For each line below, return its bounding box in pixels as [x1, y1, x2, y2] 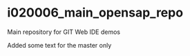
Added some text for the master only [7, 41, 112, 49]
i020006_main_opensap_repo [7, 5, 184, 21]
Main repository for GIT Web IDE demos [7, 28, 121, 36]
